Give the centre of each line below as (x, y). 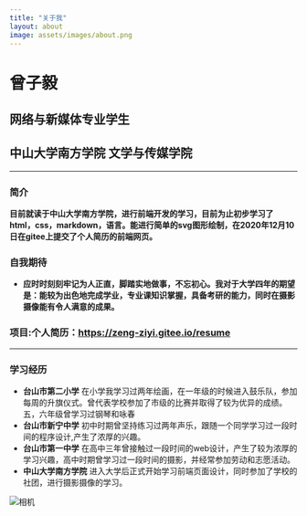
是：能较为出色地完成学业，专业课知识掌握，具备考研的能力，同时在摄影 (159, 295)
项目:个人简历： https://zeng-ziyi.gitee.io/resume (120, 332)
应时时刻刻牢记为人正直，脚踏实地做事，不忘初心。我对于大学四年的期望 (159, 284)
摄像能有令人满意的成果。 (71, 307)
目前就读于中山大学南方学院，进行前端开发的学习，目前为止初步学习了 (142, 214)
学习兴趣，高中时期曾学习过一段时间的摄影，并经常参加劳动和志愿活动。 (159, 459)
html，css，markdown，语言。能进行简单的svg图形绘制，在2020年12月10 (152, 226)
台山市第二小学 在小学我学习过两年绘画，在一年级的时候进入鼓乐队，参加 (160, 391)
